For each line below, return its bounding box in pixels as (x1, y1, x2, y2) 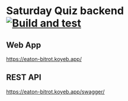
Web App (6, 40, 41, 50)
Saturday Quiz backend (6, 4, 124, 18)
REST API (6, 72, 41, 83)
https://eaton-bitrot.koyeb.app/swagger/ (6, 88, 105, 95)
